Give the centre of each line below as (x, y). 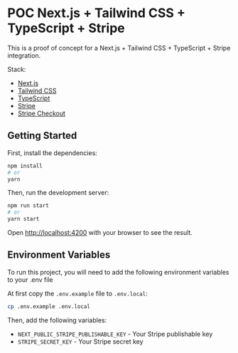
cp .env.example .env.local (49, 306)
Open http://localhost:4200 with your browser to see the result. (100, 232)
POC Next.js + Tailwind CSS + (97, 13)
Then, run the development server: (58, 193)
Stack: (17, 69)
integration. (24, 56)
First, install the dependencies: (52, 153)
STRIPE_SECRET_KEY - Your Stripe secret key (80, 341)
